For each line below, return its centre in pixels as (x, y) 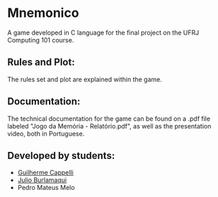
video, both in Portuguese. (46, 133)
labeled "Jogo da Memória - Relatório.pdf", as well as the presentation (109, 126)
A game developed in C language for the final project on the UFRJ (103, 32)
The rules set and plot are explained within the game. (85, 79)
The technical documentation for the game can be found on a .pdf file (109, 119)
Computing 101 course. (41, 40)
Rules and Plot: (41, 62)
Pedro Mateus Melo (46, 188)
